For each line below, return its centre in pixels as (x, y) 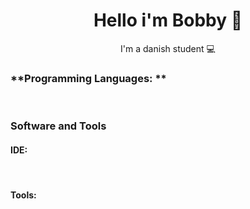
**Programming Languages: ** (88, 78)
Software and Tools (58, 126)
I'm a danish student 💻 (168, 48)
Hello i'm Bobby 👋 (168, 20)
